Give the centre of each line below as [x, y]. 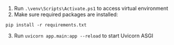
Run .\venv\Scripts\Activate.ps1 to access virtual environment [91, 8]
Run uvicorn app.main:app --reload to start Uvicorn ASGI [83, 36]
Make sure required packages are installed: [66, 14]
